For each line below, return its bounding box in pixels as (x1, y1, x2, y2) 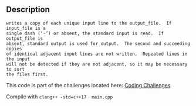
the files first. (6, 71, 49, 77)
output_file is (6, 35, 43, 42)
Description (6, 5, 50, 15)
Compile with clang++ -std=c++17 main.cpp (6, 93, 113, 100)
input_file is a (6, 25, 46, 31)
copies (6, 46, 22, 52)
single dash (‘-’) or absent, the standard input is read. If (6, 30, 164, 36)
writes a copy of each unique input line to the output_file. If (6, 20, 172, 26)
